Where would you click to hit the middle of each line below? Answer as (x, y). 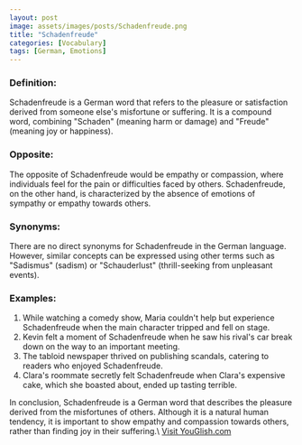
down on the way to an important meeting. (101, 347)
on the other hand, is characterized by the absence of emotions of (133, 193)
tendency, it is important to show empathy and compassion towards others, (149, 422)
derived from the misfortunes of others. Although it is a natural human (139, 413)
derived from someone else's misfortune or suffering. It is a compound (141, 112)
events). (24, 275)
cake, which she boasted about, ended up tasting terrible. (129, 385)
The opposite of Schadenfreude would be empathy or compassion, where (146, 174)
